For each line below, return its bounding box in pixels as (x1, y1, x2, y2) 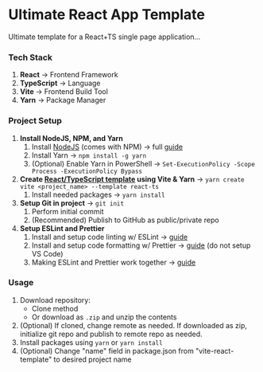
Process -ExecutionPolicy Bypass (31, 167, 143, 175)
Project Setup (8, 116, 62, 127)
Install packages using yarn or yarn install (19, 337, 163, 347)
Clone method (31, 303, 79, 313)
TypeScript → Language (19, 78, 101, 88)
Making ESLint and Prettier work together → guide (31, 257, 196, 267)
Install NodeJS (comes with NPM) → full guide (31, 142, 184, 151)
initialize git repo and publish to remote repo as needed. (19, 329, 203, 339)
